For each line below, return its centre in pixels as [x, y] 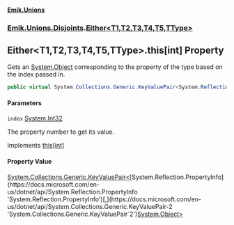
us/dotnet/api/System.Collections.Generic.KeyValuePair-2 [90, 206]
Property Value [30, 161]
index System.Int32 [35, 118]
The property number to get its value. [61, 132]
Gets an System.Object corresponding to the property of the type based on [115, 67]
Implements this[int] [36, 146]
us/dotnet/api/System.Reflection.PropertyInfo [72, 192]
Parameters [24, 103]
